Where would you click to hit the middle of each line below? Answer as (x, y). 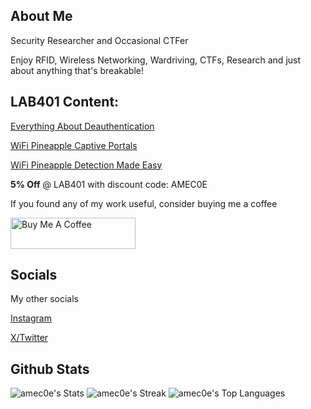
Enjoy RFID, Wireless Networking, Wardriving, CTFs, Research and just (156, 60)
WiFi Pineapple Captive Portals (74, 145)
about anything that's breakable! (77, 70)
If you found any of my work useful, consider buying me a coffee (144, 203)
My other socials (44, 299)
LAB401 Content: (65, 102)
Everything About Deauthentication (82, 126)
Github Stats (50, 369)
